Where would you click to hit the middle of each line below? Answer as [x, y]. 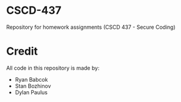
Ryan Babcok [31, 79]
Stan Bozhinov [33, 86]
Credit [22, 51]
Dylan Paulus [31, 92]
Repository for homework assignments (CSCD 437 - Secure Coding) [91, 27]
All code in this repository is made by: [53, 68]
